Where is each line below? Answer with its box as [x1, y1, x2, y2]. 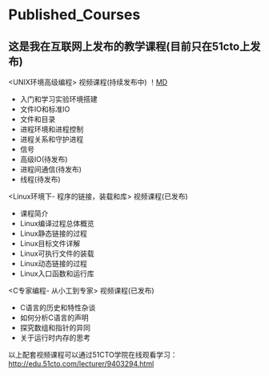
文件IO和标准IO [19, 104, 70, 114]
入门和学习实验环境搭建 [19, 95, 98, 103]
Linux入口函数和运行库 [19, 269, 94, 278]
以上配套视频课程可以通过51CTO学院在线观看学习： [8, 350, 178, 359]
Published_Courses [8, 6, 141, 24]
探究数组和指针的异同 [19, 323, 90, 332]
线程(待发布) [19, 175, 62, 184]
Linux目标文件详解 [19, 239, 81, 248]
